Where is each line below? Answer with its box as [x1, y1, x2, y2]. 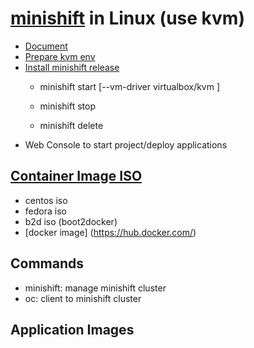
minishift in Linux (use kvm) [10, 7, 245, 30]
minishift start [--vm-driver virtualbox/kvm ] [39, 80, 221, 92]
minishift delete [39, 119, 104, 131]
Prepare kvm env [24, 50, 96, 62]
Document [24, 40, 68, 52]
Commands [10, 255, 85, 272]
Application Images [10, 321, 135, 338]
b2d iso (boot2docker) [24, 215, 118, 227]
